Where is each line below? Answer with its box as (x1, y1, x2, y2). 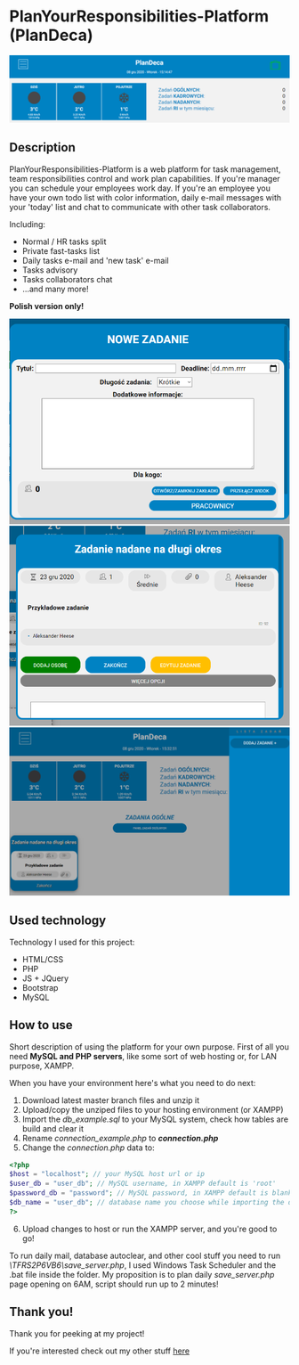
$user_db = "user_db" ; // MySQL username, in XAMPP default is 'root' (9, 1179, 277, 1189)
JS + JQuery (21, 973, 69, 984)
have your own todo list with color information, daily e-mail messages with (9, 192, 282, 202)
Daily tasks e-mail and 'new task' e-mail (21, 255, 169, 266)
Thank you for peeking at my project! (9, 1328, 145, 1338)
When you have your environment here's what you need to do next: (9, 1077, 256, 1088)
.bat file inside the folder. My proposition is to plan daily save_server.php (9, 1269, 275, 1279)
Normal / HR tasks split (21, 236, 107, 247)
